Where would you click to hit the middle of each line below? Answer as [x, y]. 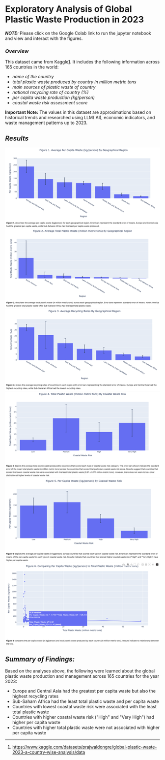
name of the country [33, 77]
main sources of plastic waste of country [54, 87]
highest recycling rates [35, 696]
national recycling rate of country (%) [50, 93]
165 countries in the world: [32, 67]
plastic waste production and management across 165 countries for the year [82, 676]
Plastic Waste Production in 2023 [74, 19]
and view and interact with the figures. [44, 38]
